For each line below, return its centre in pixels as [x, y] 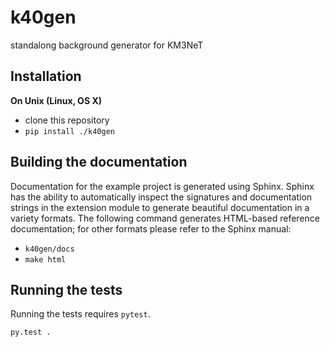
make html [45, 259]
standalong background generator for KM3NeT [107, 45]
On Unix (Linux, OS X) [56, 100]
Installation [46, 76]
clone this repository [67, 120]
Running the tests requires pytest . [80, 314]
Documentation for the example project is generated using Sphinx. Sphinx [162, 186]
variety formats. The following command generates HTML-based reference [165, 218]
